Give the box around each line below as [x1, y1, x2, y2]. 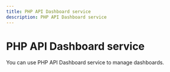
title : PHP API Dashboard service [6, 8, 91, 15]
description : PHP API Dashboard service [6, 14, 107, 20]
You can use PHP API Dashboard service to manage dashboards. [6, 59, 164, 66]
